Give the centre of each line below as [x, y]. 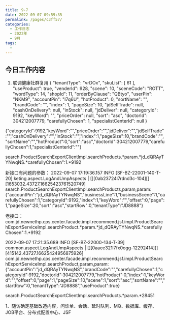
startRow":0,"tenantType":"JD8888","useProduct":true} [63, 286]
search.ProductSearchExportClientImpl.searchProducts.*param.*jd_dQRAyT [85, 157]
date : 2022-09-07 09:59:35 [34, 15]
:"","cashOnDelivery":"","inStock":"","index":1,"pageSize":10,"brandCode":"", [84, 136]
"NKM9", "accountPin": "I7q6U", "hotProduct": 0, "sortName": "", [80, 99]
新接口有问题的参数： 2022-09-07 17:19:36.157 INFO [60, 173]
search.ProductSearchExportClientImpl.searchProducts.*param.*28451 [80, 296]
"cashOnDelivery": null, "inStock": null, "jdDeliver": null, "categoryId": [85, 110]
